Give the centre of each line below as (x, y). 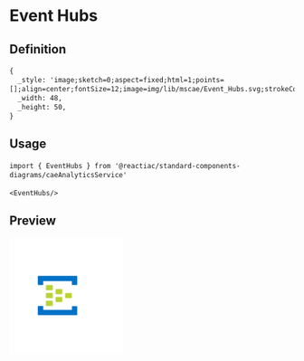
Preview (33, 221)
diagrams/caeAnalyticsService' (68, 175)
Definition (38, 49)
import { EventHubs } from (60, 166)
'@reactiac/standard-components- (178, 166)
